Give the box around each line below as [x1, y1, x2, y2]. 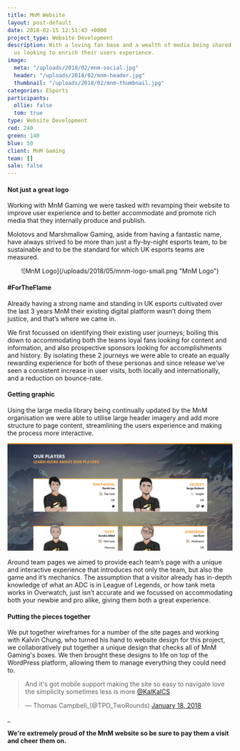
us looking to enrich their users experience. [14, 49, 155, 56]
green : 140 [7, 132, 40, 139]
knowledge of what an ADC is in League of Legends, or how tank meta [7, 580, 216, 589]
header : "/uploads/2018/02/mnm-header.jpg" [14, 71, 145, 79]
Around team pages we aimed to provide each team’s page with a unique [7, 557, 223, 566]
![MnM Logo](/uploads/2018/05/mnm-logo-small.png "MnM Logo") [21, 267, 219, 275]
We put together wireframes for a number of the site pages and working [7, 628, 219, 637]
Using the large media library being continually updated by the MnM [7, 406, 208, 414]
